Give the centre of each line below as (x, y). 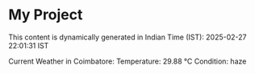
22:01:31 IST (29, 45)
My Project (46, 15)
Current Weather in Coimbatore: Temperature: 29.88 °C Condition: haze (127, 61)
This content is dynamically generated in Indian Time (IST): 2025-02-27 (127, 37)
